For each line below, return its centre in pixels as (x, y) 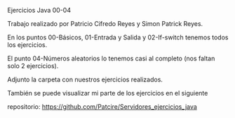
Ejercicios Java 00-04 (39, 10)
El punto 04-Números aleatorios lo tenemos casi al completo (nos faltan (111, 58)
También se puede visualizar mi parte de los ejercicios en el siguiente (108, 93)
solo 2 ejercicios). (33, 66)
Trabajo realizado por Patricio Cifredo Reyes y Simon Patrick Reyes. (105, 24)
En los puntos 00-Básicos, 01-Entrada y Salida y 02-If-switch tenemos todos (118, 37)
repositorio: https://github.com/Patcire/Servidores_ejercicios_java (102, 107)
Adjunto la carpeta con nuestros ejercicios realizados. (85, 79)
